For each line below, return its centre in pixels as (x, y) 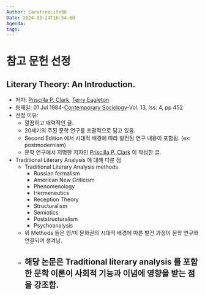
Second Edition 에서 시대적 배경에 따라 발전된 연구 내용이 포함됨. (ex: (107, 138)
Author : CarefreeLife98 (37, 12)
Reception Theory (56, 199)
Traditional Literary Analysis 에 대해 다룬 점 (68, 160)
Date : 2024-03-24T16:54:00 (41, 18)
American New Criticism (64, 180)
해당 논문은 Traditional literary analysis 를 (103, 262)
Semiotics (46, 213)
